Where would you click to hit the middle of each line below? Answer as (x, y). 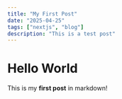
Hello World (43, 69)
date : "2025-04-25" (36, 21)
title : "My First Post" (43, 14)
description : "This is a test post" (61, 34)
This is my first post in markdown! (57, 88)
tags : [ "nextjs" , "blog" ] (45, 27)
